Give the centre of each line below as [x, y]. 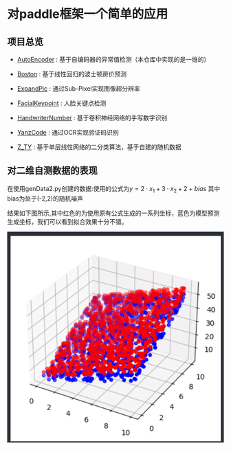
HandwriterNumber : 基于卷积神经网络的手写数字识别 [92, 118]
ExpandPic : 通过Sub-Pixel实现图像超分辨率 [79, 89]
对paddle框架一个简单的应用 [88, 14]
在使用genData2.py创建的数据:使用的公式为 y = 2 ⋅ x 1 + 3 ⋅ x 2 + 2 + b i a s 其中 [114, 189]
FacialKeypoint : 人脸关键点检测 [62, 103]
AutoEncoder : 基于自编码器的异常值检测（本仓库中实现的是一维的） [113, 59]
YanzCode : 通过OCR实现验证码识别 [68, 132]
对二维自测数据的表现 [52, 171]
